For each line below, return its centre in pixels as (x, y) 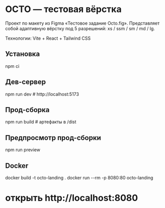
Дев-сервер (26, 82)
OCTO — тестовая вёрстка (63, 9)
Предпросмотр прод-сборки (53, 137)
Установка (23, 54)
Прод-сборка (27, 110)
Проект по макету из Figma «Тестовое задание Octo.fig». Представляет (82, 23)
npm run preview (23, 150)
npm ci (12, 66)
